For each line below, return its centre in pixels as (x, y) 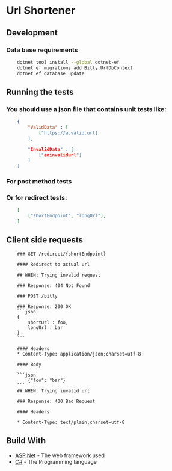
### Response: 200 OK (44, 306)
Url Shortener (41, 11)
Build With (26, 441)
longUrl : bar (45, 328)
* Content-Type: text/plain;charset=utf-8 (71, 422)
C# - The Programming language (56, 461)
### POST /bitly (38, 296)
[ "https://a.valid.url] (68, 133)
